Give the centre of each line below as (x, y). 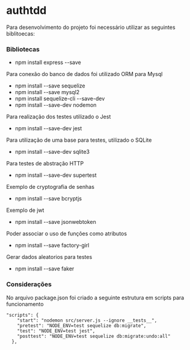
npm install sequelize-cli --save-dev (60, 99)
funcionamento (25, 304)
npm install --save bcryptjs (48, 199)
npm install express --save (48, 62)
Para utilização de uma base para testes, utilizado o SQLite (79, 140)
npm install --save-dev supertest (56, 175)
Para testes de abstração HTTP (45, 164)
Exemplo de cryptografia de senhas (51, 187)
